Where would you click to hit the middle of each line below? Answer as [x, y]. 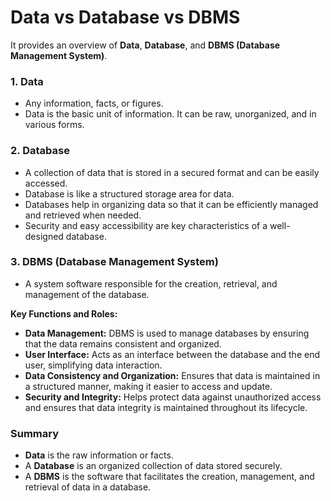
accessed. [46, 183]
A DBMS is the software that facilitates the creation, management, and [169, 477]
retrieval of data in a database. [88, 487]
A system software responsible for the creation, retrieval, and [151, 283]
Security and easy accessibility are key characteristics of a [146, 225]
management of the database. [87, 294]
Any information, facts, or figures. [94, 103]
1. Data [27, 81]
